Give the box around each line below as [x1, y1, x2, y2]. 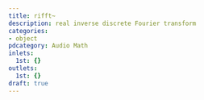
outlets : [8, 65, 38, 73]
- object [8, 34, 38, 43]
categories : [8, 27, 48, 35]
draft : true [8, 79, 48, 87]
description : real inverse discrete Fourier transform [8, 19, 197, 27]
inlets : [8, 49, 35, 57]
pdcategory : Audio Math [8, 42, 89, 50]
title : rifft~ [8, 11, 56, 20]
